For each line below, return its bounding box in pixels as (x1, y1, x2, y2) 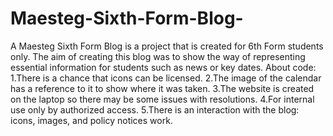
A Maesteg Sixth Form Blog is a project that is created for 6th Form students (10, 40, 324, 52)
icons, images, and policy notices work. (10, 114, 173, 126)
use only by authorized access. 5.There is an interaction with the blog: (10, 103, 300, 116)
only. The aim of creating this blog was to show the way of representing (10, 50, 306, 62)
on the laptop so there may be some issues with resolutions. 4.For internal (10, 93, 315, 105)
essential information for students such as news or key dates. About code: (10, 61, 317, 73)
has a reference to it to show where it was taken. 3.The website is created (10, 82, 315, 94)
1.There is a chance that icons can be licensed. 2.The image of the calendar (10, 72, 322, 84)
